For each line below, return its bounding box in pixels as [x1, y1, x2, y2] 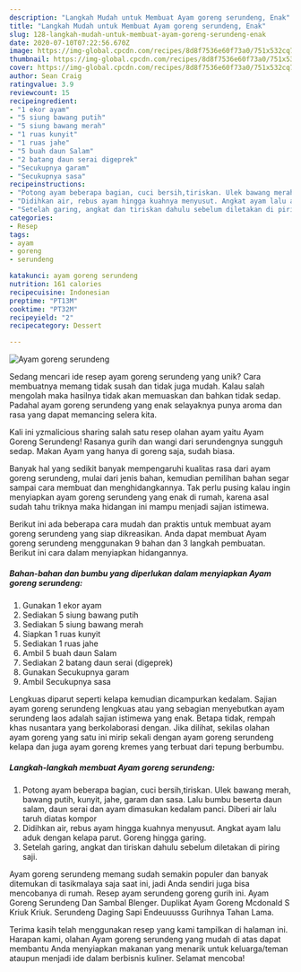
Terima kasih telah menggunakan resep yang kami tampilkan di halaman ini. [9, 924, 288, 935]
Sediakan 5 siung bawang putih [21, 609, 139, 620]
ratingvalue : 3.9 [9, 80, 74, 89]
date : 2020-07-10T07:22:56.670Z [9, 38, 130, 48]
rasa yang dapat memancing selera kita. [9, 409, 158, 420]
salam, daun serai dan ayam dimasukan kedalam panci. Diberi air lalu [21, 804, 278, 815]
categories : [9, 213, 54, 223]
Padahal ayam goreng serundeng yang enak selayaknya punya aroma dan [9, 400, 282, 411]
